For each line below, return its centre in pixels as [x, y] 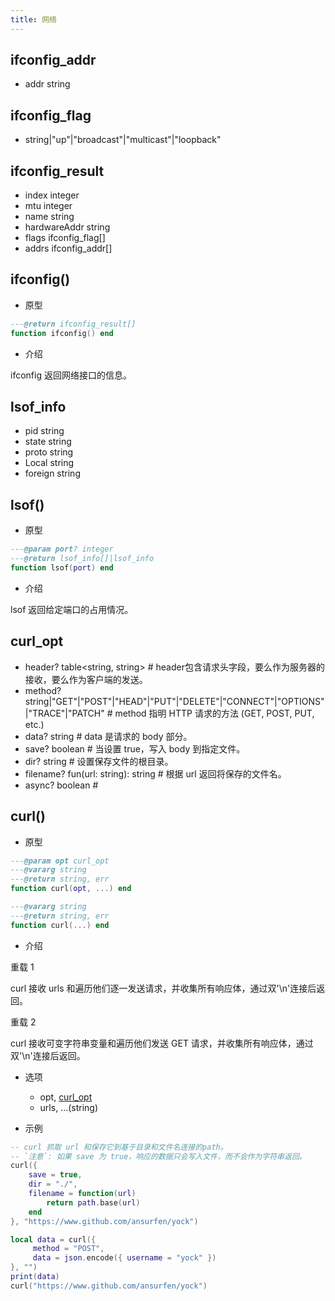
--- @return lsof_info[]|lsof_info [82, 559]
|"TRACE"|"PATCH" [64, 713]
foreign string [52, 473]
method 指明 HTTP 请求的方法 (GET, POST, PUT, [214, 713]
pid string [44, 431]
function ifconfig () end [62, 333]
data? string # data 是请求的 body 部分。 [108, 736]
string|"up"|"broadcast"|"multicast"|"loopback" [123, 140]
